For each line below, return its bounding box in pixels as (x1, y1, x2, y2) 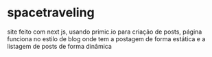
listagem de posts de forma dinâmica (7, 42, 112, 50)
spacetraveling (7, 5, 95, 21)
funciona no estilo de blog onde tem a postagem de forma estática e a (7, 34, 206, 43)
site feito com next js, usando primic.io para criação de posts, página (7, 27, 202, 36)
